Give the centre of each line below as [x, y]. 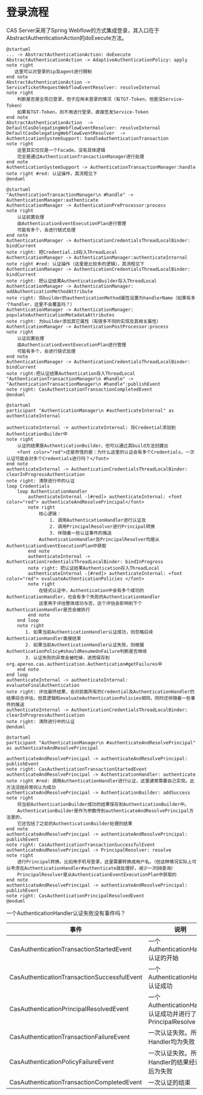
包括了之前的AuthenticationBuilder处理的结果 [79, 824]
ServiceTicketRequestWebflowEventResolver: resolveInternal [84, 87]
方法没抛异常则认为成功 [31, 787]
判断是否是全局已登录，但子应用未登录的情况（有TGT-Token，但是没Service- [101, 99]
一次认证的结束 [169, 1082]
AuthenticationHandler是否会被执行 [48, 609]
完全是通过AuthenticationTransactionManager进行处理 [81, 157]
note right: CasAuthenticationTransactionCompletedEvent [79, 389]
